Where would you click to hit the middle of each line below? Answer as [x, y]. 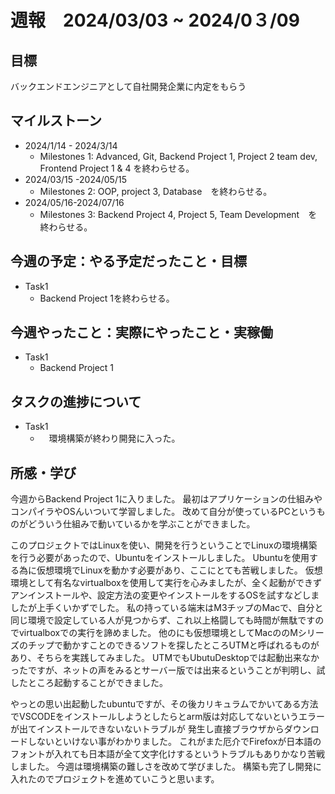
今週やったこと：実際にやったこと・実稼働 [141, 332]
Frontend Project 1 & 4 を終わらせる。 [117, 168]
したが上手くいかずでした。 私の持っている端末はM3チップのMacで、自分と [167, 608]
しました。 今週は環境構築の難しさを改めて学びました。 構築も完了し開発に [166, 767]
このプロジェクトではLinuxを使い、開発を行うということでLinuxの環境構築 [164, 545]
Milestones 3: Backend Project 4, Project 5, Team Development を [178, 214]
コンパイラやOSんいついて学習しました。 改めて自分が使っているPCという [163, 512]
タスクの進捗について [76, 401]
